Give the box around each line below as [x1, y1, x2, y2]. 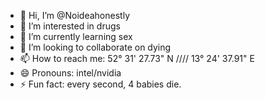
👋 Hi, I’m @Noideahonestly [19, 10, 130, 21]
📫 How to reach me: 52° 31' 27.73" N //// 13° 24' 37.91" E [19, 53, 255, 64]
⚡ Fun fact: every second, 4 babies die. [19, 78, 182, 90]
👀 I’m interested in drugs [19, 20, 121, 32]
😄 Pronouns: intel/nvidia [19, 67, 122, 79]
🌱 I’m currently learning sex [19, 31, 133, 42]
